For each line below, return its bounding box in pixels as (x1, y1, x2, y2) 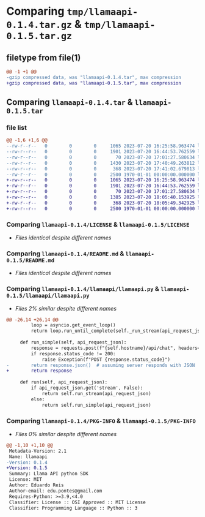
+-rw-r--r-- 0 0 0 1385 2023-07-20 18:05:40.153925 (6, 194, 195, 200)
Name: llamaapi (9, 453, 48, 460)
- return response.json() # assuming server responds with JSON (6, 362, 195, 368)
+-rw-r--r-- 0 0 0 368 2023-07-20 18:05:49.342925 (6, 200, 195, 206)
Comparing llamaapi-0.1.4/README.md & (6, 249, 124, 258)
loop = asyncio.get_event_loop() (31, 322, 116, 328)
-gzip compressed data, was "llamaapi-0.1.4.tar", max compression (6, 74, 182, 80)
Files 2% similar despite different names (15, 304, 117, 312)
